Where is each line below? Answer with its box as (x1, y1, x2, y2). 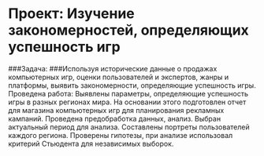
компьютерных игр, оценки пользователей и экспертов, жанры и (8, 72, 229, 82)
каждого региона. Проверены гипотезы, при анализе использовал (8, 130, 233, 140)
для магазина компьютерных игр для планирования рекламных (8, 105, 225, 114)
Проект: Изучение (8, 5, 136, 23)
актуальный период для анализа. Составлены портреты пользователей (8, 122, 250, 132)
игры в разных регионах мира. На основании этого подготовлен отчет (8, 97, 247, 107)
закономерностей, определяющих (8, 21, 250, 39)
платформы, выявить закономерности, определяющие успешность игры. (8, 80, 256, 90)
